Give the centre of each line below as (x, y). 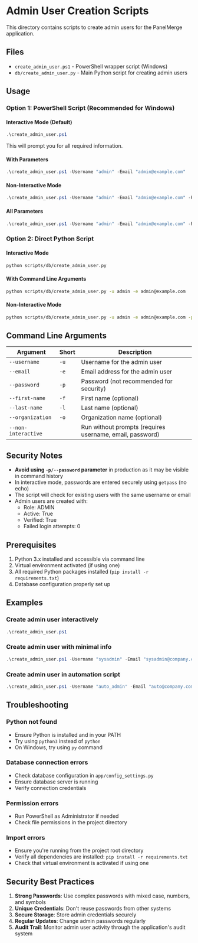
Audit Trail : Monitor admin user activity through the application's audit (100, 927)
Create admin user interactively (52, 620)
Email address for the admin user (127, 372)
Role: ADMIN (39, 508)
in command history (39, 476)
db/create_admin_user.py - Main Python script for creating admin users (101, 73)
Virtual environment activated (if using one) (67, 565)
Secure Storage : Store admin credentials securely (75, 915)
